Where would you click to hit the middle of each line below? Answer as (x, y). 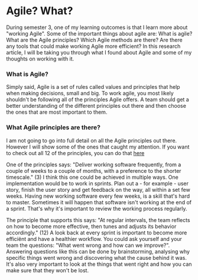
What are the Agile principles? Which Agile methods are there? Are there (94, 40)
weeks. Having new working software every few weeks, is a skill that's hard (98, 196)
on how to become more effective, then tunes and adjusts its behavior (91, 226)
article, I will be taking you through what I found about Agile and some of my (99, 52)
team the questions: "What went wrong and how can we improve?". (88, 245)
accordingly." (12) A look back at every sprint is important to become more (97, 233)
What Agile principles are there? (53, 127)
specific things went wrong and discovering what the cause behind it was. (97, 258)
